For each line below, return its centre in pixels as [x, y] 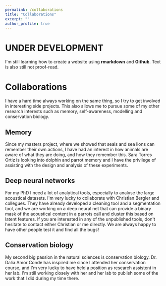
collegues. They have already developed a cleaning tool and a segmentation [83, 203]
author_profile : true [28, 24]
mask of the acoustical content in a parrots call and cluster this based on [79, 214]
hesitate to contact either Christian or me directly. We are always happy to [81, 224]
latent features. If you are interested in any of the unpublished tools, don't [80, 219]
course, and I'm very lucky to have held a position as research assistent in [81, 268]
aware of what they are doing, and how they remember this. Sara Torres [79, 155]
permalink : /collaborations [34, 10]
